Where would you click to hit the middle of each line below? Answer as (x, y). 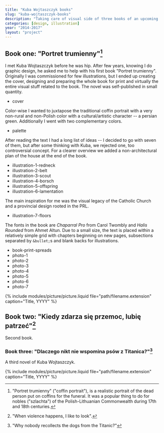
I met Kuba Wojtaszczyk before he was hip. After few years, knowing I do (79, 65)
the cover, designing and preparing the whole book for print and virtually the (82, 81)
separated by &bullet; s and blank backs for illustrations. (62, 240)
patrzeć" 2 (20, 325)
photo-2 (20, 260)
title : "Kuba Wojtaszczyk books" (39, 10)
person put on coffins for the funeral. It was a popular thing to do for (81, 396)
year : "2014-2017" (24, 28)
